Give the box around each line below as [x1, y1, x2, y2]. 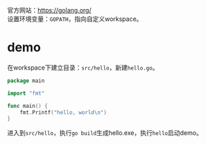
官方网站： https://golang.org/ [7, 6, 92, 14]
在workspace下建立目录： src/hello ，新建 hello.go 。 [7, 63, 159, 72]
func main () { [7, 102, 49, 109]
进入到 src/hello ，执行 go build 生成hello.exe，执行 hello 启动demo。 [7, 129, 203, 137]
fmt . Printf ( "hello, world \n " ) [19, 109, 108, 116]
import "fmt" [7, 90, 45, 97]
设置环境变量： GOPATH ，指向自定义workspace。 [7, 15, 143, 23]
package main [7, 77, 45, 84]
